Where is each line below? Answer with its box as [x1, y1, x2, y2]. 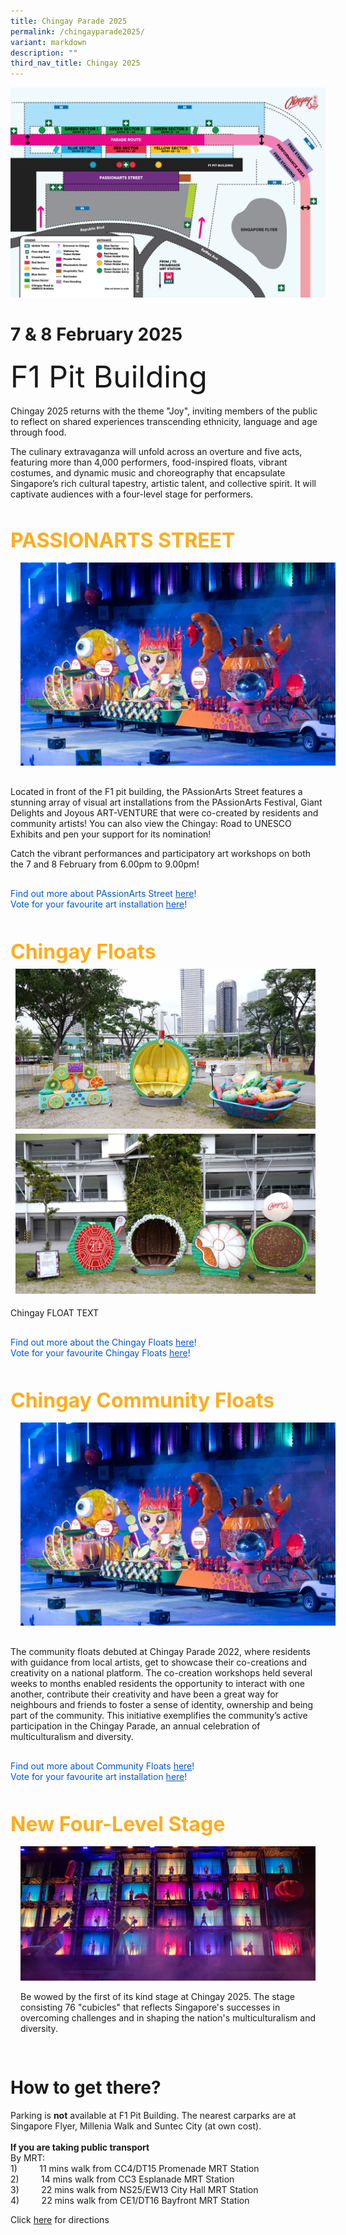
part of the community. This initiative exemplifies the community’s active [10, 1710, 308, 1722]
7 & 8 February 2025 [10, 323, 183, 345]
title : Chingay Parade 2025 [10, 16, 128, 26]
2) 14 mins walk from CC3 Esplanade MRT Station [10, 2173, 235, 2185]
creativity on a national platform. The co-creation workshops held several [10, 1667, 313, 1679]
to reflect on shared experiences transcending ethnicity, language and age [10, 415, 318, 427]
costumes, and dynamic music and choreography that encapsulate [10, 466, 286, 479]
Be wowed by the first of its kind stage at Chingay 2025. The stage [20, 1991, 295, 2003]
